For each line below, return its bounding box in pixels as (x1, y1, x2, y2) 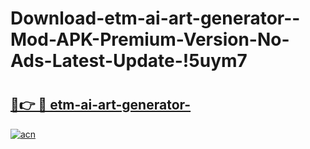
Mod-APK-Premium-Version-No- (10, 28, 290, 51)
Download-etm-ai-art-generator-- (10, 7, 301, 30)
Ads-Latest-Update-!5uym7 (10, 50, 248, 72)
